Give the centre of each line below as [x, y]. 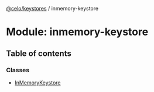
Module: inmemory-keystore [77, 32]
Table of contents [39, 53]
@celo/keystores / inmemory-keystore [52, 8]
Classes [18, 70]
